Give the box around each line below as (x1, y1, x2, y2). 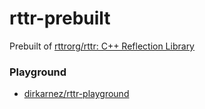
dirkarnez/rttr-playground (23, 88, 130, 100)
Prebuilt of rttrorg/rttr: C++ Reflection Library (9, 40, 195, 52)
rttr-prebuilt (9, 7, 111, 30)
